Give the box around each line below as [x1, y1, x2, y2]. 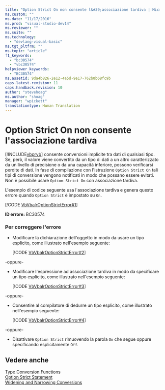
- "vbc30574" [9, 62, 36, 67]
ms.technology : [5, 35, 36, 40]
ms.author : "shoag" [5, 94, 45, 99]
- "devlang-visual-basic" [9, 39, 63, 44]
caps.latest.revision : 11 [5, 80, 58, 85]
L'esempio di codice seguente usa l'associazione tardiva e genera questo [5, 187, 154, 193]
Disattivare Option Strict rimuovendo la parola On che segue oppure [12, 336, 151, 342]
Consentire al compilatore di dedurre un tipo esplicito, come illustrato [12, 302, 152, 308]
